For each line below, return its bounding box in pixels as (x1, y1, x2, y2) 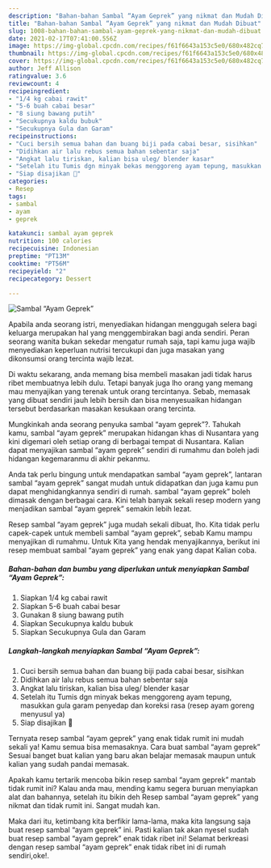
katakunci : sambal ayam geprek (8, 230, 114, 238)
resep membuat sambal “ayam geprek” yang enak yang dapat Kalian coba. (8, 545, 257, 555)
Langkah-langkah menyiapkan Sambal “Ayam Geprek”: (8, 646, 200, 655)
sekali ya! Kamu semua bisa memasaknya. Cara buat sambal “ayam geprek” (8, 742, 261, 752)
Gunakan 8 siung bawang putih (19, 610, 124, 620)
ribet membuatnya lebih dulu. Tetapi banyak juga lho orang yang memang (8, 378, 253, 388)
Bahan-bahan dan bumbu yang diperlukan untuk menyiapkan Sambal (8, 564, 249, 574)
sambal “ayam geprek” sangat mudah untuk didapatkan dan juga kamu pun (8, 478, 259, 488)
